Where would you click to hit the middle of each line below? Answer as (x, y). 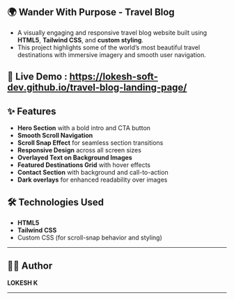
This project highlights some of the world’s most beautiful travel (109, 47)
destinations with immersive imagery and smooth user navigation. (112, 54)
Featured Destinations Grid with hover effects (84, 165)
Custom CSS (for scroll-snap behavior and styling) (89, 237)
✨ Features (32, 111)
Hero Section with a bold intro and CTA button (84, 128)
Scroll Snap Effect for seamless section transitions (90, 143)
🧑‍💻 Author (30, 266)
